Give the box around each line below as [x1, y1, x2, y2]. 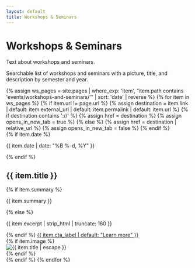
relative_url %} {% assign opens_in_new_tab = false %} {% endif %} [6, 125, 170, 132]
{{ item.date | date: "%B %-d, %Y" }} [6, 142, 95, 149]
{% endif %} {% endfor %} [6, 256, 71, 263]
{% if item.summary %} [6, 186, 62, 193]
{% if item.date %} [6, 131, 51, 138]
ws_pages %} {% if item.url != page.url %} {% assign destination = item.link [6, 100, 189, 107]
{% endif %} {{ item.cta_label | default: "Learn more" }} [6, 232, 139, 239]
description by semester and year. [6, 76, 89, 83]
